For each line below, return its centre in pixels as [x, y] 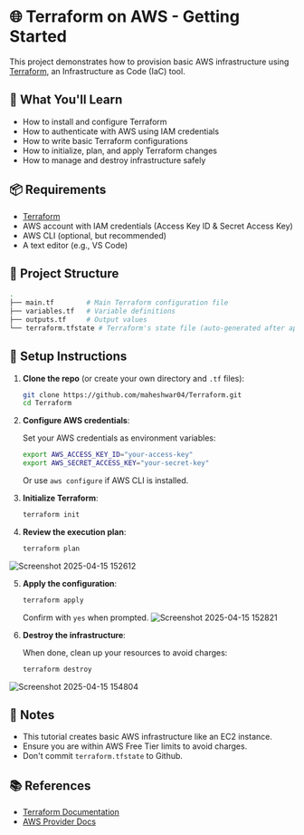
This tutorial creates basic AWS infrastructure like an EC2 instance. [147, 737]
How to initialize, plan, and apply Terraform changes [119, 150]
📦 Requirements [58, 190]
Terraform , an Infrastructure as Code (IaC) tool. [97, 71]
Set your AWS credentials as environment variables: [119, 438]
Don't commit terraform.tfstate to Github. [103, 756]
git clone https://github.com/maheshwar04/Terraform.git [132, 395]
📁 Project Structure [64, 273]
